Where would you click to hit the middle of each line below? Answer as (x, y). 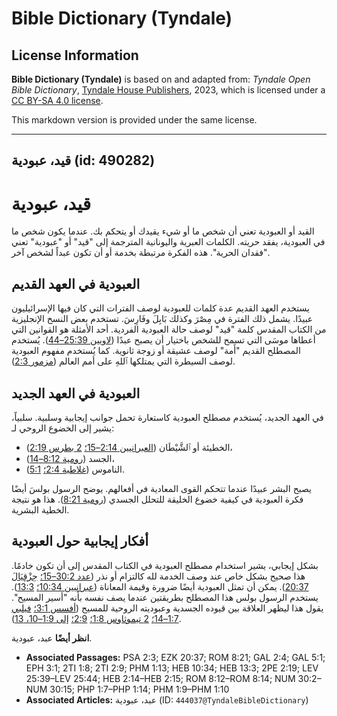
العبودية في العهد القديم (76, 283)
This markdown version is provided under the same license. (134, 120)
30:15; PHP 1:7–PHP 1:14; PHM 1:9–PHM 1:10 (139, 689)
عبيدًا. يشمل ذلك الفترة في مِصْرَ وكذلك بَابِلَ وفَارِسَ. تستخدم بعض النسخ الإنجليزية (162, 319)
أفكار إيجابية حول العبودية (80, 541)
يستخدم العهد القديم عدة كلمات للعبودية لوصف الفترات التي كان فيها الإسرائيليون (160, 308)
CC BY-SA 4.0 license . (57, 100)
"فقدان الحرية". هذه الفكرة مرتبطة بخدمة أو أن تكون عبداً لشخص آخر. (141, 253)
